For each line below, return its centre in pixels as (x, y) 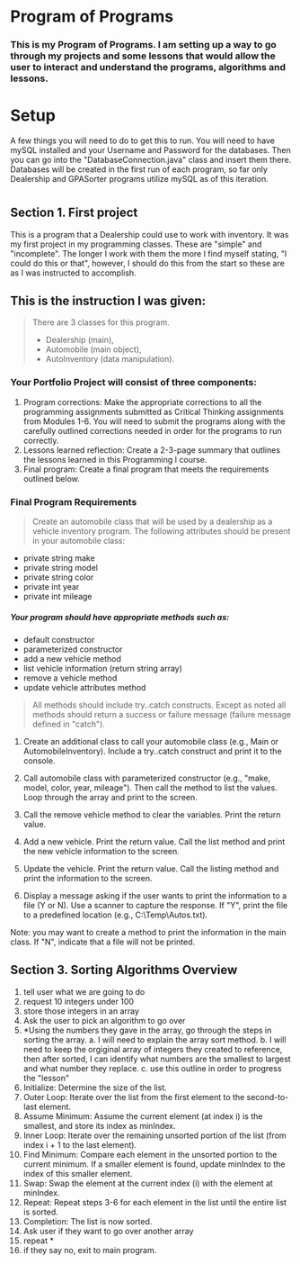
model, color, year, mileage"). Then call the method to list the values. (150, 788)
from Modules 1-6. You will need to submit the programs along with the (154, 421)
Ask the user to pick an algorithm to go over (104, 1020)
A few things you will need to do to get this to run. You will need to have (143, 140)
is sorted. (40, 1212)
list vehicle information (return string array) (103, 669)
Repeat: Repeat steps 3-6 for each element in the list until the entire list (154, 1202)
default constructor (59, 640)
